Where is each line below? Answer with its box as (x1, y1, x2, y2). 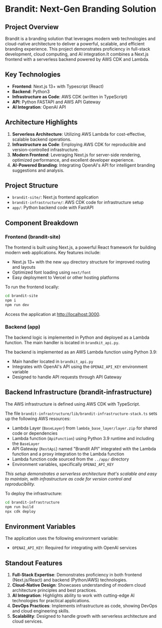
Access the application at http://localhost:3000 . (5, 311, 101, 317)
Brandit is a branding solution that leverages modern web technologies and (5, 36, 156, 41)
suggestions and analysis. (12, 167, 65, 173)
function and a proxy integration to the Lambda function (12, 451, 125, 457)
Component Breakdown (5, 219, 79, 227)
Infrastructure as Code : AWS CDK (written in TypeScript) (12, 93, 127, 99)
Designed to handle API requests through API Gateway (12, 374, 122, 380)
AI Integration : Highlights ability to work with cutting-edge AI (12, 592, 135, 598)
